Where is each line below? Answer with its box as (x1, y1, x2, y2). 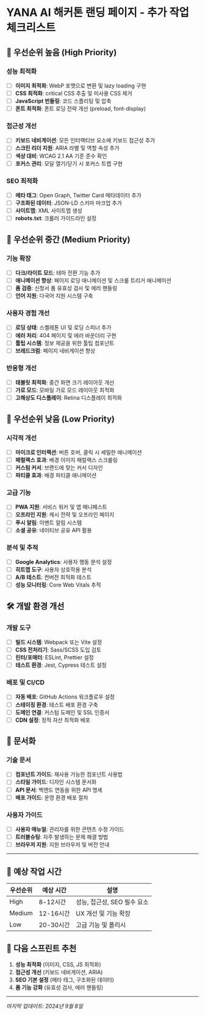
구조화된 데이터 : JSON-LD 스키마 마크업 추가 (15, 199, 122, 207)
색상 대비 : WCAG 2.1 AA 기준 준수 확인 (15, 152, 107, 159)
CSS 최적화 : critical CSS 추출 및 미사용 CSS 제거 (15, 89, 132, 97)
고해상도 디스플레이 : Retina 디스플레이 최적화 (15, 394, 122, 401)
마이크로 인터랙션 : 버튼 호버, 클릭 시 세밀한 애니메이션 (15, 449, 142, 456)
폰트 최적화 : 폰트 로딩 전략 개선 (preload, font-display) (15, 105, 146, 112)
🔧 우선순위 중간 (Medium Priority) (6, 234, 131, 244)
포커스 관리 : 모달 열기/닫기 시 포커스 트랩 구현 (15, 159, 123, 167)
